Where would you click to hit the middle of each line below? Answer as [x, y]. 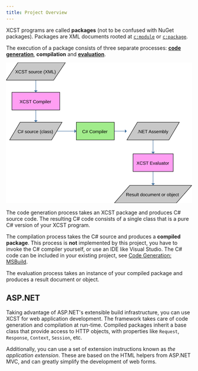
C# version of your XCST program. [48, 225]
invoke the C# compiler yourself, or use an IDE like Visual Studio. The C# [94, 249]
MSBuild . [17, 262]
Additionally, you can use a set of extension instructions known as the [91, 349]
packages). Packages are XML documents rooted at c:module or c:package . [97, 36]
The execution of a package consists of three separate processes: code [94, 48]
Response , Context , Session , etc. [44, 337]
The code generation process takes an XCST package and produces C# [93, 212]
